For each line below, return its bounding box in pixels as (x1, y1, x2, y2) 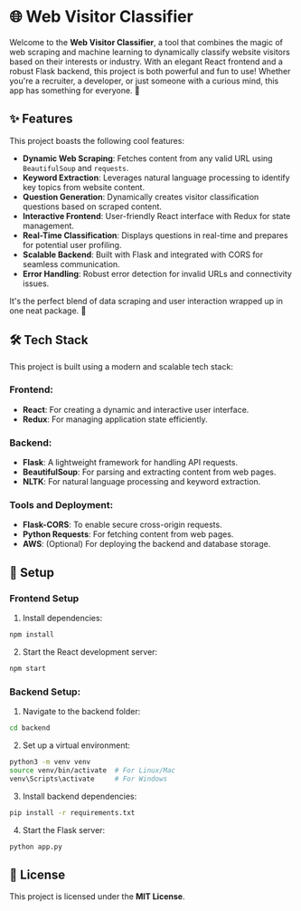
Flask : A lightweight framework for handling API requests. (22, 457, 238, 468)
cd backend (9, 724, 51, 733)
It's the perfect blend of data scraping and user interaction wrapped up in (9, 295, 283, 306)
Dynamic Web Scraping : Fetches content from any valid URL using (22, 152, 273, 164)
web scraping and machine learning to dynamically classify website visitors (9, 46, 291, 57)
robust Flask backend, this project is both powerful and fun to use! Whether (9, 65, 291, 76)
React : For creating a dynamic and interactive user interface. (22, 404, 249, 415)
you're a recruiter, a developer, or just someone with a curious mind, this (9, 75, 279, 86)
